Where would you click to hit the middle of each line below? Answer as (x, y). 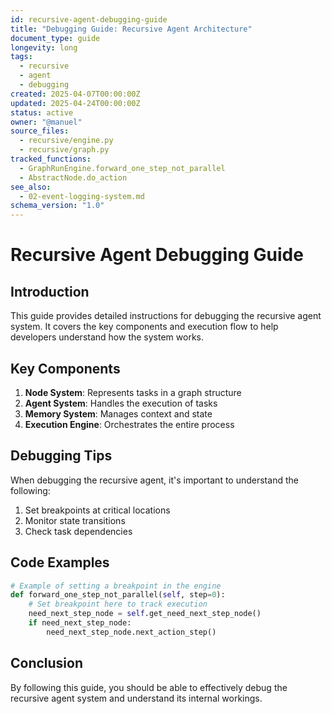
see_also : (31, 187)
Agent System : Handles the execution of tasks (121, 403)
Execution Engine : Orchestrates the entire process (129, 424)
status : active (42, 112)
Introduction (50, 291)
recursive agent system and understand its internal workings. (136, 698)
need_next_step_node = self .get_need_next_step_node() (145, 614)
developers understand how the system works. (107, 337)
